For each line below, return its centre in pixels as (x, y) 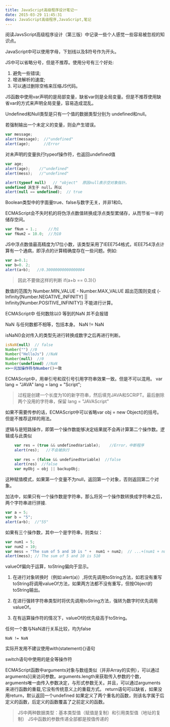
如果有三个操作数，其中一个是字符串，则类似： (54, 532)
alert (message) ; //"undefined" (39, 139)
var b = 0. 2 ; (18, 265)
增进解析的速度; (29, 80)
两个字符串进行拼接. (26, 503)
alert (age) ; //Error (32, 144)
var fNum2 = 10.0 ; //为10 (33, 234)
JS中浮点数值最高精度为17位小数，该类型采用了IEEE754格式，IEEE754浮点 (83, 244)
